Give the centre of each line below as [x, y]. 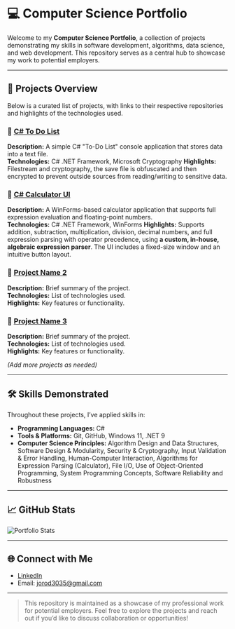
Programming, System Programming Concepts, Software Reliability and [120, 473]
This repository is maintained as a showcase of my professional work [124, 603]
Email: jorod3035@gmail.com [60, 583]
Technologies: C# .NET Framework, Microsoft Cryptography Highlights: [112, 161]
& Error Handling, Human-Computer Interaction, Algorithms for [107, 458]
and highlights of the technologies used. [65, 113]
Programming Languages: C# [61, 428]
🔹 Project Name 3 [37, 321]
